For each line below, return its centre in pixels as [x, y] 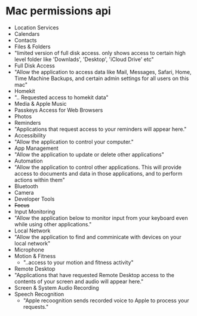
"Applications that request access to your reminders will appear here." [100, 129]
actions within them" [39, 180]
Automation [28, 161]
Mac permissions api [58, 11]
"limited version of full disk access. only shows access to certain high [100, 53]
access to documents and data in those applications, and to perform [98, 173]
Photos [23, 116]
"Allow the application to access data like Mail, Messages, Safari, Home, [103, 72]
